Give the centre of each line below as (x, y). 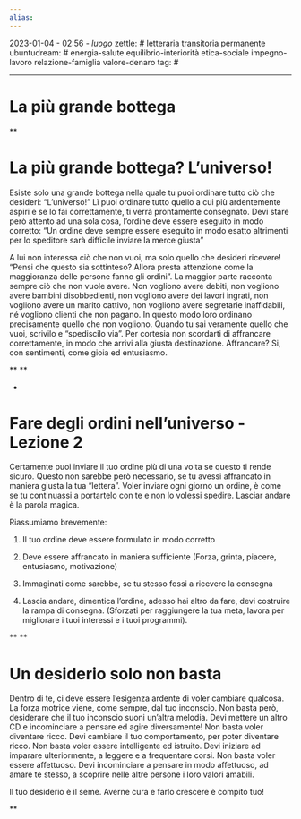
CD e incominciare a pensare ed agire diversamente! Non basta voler (137, 727)
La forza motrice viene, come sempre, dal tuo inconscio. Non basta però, (144, 708)
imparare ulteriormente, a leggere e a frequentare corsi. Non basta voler (142, 755)
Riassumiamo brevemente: (58, 522)
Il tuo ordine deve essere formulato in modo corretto (119, 540)
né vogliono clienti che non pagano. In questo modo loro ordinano (131, 314)
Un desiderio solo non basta (116, 674)
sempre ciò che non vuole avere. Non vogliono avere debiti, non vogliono (144, 286)
